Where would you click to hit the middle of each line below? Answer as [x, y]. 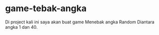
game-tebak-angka [46, 9]
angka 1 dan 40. [22, 27]
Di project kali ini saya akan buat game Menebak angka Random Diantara [80, 22]
